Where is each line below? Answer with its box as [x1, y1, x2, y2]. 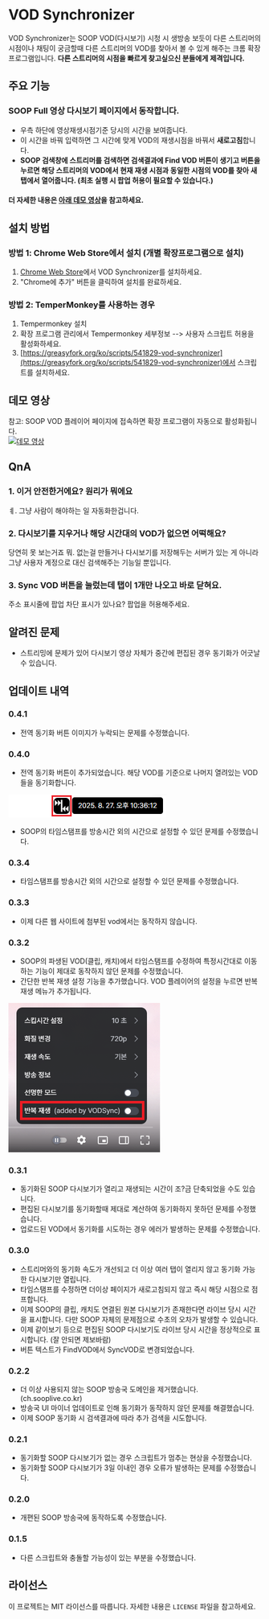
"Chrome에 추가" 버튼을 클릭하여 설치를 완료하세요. [19, 277, 182, 286]
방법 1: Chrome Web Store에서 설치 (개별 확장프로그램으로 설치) [8, 247, 244, 258]
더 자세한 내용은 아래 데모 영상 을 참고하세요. [8, 195, 145, 205]
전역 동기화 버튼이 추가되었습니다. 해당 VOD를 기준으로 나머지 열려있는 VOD [19, 768, 259, 778]
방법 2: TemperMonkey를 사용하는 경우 [8, 299, 155, 310]
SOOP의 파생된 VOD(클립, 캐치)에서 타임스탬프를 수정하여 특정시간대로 [19, 955, 243, 966]
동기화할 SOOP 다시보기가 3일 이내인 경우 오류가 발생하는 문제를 [19, 1463, 222, 1473]
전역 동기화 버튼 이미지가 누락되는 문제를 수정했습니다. [19, 728, 190, 738]
